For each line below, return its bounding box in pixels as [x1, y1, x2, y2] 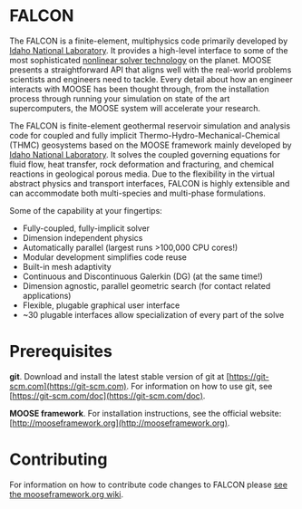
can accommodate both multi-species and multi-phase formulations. [9, 187, 266, 198]
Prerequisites [9, 341, 113, 362]
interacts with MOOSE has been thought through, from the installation [9, 83, 269, 94]
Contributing [9, 449, 108, 470]
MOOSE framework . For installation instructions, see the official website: [9, 408, 282, 418]
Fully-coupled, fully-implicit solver [22, 223, 151, 234]
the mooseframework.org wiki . [9, 488, 124, 499]
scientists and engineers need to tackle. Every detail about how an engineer [9, 73, 293, 84]
